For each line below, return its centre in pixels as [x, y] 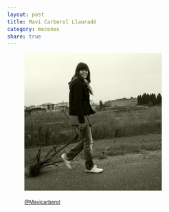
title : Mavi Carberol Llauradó [52, 22]
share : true [24, 36]
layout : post [26, 14]
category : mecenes [33, 29]
